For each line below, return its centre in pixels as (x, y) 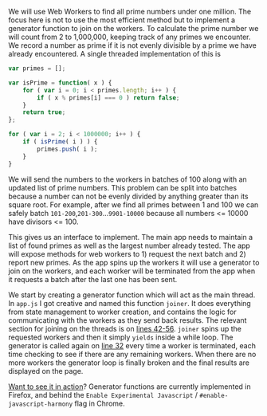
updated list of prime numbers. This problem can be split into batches (123, 187)
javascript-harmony (41, 404)
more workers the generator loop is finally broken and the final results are (129, 363)
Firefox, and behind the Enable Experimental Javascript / (103, 394)
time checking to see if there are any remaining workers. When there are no (132, 354)
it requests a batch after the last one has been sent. (93, 279)
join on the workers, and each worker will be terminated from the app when (132, 271)
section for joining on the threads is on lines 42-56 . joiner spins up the (125, 328)
